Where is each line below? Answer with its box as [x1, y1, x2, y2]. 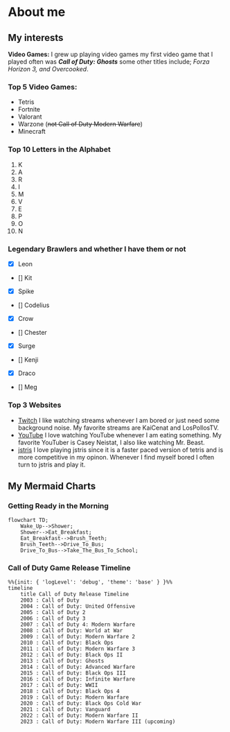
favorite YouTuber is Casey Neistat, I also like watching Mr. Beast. [17, 438, 205, 446]
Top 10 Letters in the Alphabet [8, 145, 111, 155]
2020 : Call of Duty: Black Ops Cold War [20, 700, 141, 707]
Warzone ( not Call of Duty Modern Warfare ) [17, 120, 143, 128]
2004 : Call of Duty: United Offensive [20, 603, 136, 610]
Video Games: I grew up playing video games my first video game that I [8, 50, 213, 58]
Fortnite [17, 105, 41, 114]
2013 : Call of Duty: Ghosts [20, 658, 105, 665]
